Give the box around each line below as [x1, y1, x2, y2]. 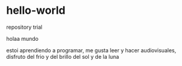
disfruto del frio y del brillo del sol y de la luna [6, 53, 120, 60]
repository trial [6, 23, 43, 31]
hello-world [6, 4, 66, 17]
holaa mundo [6, 35, 39, 42]
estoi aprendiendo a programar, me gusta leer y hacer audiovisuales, [6, 46, 177, 54]
